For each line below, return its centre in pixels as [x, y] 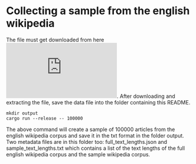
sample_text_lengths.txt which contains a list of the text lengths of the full [95, 148]
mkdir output [22, 113]
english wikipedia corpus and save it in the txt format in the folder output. [95, 135]
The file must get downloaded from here [55, 40]
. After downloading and [146, 96]
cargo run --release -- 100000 [45, 118]
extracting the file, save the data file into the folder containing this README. [98, 102]
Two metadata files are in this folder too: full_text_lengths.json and [86, 142]
